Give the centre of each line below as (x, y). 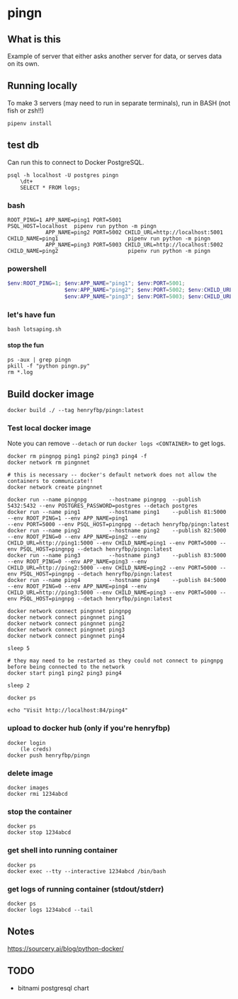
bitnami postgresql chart (53, 988)
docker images (28, 788)
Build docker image (51, 394)
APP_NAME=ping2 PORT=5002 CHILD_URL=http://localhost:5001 (134, 232)
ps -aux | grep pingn (39, 360)
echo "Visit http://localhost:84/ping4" (68, 710)
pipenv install (30, 123)
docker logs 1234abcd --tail (50, 910)
